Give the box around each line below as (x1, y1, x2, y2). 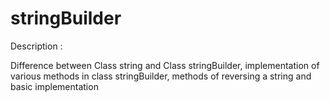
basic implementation (10, 80, 99, 92)
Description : (10, 40, 63, 52)
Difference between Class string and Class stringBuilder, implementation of (10, 59, 320, 71)
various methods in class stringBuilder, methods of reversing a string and (10, 70, 312, 82)
